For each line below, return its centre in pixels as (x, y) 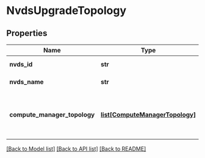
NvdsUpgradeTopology (67, 11)
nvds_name (27, 82)
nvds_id (21, 64)
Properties (27, 33)
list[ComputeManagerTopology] (148, 115)
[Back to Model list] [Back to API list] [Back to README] (76, 149)
